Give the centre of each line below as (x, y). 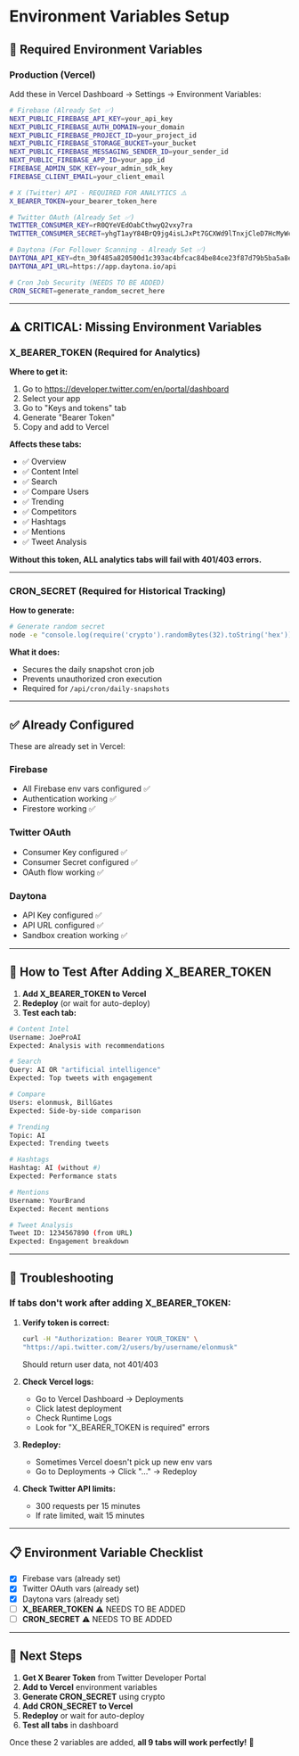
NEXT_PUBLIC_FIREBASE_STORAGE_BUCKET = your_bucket (103, 144)
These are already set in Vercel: (68, 746)
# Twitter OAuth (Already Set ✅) (72, 217)
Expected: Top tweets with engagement (81, 1078)
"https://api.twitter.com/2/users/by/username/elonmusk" (130, 1347)
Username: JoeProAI (45, 1037)
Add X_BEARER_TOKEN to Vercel (84, 993)
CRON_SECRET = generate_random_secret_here (87, 291)
